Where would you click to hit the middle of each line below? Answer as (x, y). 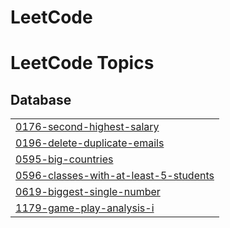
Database (41, 99)
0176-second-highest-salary (87, 127)
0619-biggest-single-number (88, 192)
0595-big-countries (64, 159)
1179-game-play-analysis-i (85, 208)
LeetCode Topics (82, 63)
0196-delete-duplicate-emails (90, 143)
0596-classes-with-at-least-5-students (115, 176)
